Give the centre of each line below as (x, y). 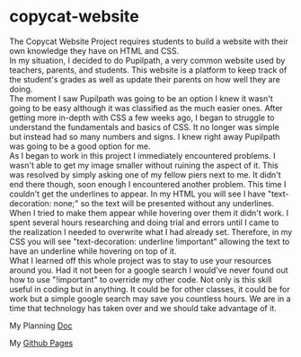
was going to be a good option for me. (80, 146)
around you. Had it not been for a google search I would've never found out (149, 270)
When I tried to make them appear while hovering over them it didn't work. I (149, 213)
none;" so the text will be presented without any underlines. (164, 203)
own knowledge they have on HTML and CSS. (94, 50)
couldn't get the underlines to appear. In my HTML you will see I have (138, 194)
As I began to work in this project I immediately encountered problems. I (142, 155)
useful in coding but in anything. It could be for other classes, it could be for (150, 289)
